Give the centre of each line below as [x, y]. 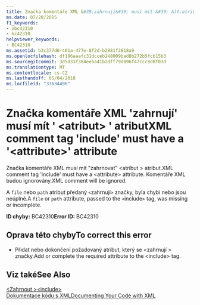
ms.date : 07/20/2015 [32, 17]
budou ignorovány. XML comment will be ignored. [66, 180]
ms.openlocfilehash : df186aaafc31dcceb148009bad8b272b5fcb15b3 [86, 56]
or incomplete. [24, 205]
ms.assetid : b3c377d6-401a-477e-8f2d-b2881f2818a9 [70, 51]
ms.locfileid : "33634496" [38, 84]
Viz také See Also [38, 275]
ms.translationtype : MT [36, 67]
